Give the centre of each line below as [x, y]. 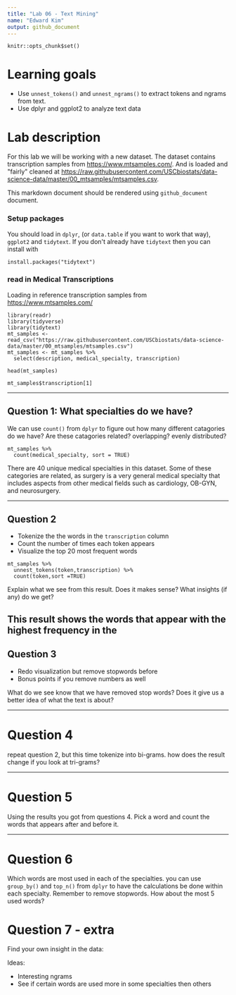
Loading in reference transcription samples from [77, 295]
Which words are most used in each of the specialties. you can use [104, 879]
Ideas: [16, 963]
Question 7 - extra [61, 930]
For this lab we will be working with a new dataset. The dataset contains [111, 157]
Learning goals [52, 74]
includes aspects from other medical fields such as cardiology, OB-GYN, [112, 483]
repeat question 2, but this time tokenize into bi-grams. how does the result [116, 755]
